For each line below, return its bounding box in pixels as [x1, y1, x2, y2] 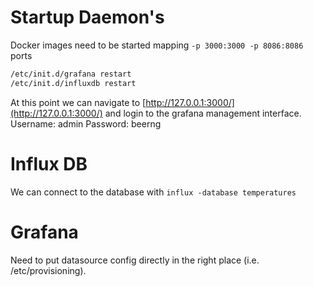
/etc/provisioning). [10, 264, 87, 276]
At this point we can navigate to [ [10, 96, 147, 108]
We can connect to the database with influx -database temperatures [10, 186, 297, 198]
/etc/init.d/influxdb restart [10, 78, 137, 88]
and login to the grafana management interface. [104, 107, 302, 119]
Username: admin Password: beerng [10, 117, 162, 130]
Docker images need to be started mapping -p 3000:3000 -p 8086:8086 [10, 39, 304, 51]
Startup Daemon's [10, 6, 165, 29]
